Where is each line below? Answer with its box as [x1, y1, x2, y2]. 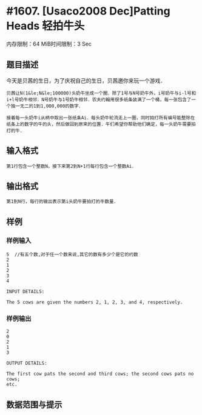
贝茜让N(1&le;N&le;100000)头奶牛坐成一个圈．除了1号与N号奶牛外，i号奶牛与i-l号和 [6, 90, 197, 96]
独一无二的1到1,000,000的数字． [10, 103, 84, 109]
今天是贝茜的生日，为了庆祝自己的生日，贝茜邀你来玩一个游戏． [6, 77, 166, 84]
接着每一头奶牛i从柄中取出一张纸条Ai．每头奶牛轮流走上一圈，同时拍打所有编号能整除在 [6, 115, 195, 121]
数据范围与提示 [6, 399, 62, 410]
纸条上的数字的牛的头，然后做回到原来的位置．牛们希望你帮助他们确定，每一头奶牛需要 [6, 121, 192, 127]
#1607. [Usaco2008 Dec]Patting [6, 4, 171, 18]
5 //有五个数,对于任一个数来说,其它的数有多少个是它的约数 [6, 251, 138, 258]
